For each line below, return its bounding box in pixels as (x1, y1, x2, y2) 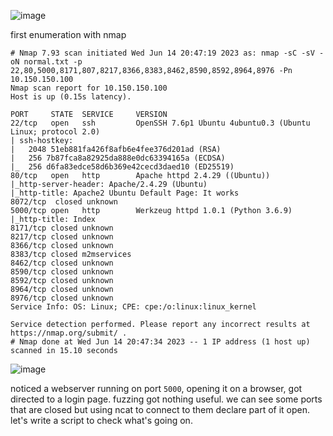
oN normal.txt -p (10, 57, 83, 67)
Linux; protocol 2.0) (10, 127, 101, 137)
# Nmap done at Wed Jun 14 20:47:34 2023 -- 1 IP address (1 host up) (10, 337, 311, 347)
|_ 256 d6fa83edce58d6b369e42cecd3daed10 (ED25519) (10, 162, 235, 172)
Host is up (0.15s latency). (10, 92, 132, 102)
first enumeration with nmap (10, 29, 127, 40)
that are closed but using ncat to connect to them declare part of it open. (10, 404, 311, 415)
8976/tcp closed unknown (10, 293, 114, 303)
